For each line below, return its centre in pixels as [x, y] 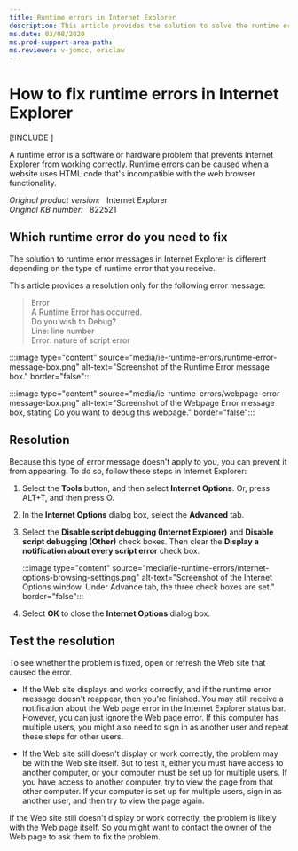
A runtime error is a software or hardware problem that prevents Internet [141, 155]
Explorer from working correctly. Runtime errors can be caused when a [139, 164]
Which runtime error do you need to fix [118, 237]
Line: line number [63, 331]
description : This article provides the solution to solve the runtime [144, 26]
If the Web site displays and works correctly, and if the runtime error [147, 689]
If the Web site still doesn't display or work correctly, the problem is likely [143, 817]
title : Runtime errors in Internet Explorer [93, 17]
